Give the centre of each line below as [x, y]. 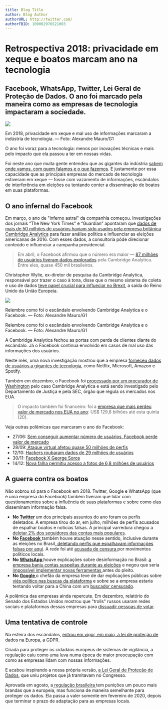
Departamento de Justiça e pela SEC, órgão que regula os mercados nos [80, 391]
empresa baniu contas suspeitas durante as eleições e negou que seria [86, 564]
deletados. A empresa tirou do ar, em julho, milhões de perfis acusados [86, 522]
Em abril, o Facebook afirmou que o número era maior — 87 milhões [88, 254]
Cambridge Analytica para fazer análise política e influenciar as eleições [79, 234]
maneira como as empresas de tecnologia [72, 104]
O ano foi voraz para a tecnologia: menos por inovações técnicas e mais [79, 149]
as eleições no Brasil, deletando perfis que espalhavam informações [83, 543]
